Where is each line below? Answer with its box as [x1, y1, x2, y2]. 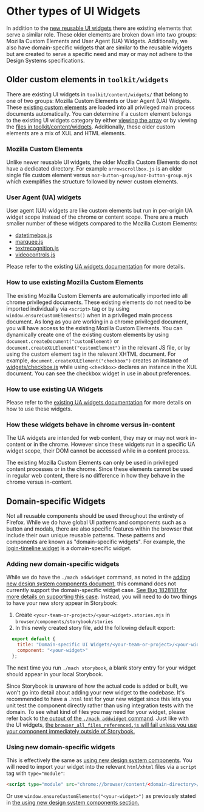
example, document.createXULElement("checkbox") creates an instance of [6, 356, 189, 364]
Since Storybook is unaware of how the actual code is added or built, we [6, 682, 188, 690]
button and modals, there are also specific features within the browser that [6, 525, 193, 532]
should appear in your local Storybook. [6, 670, 104, 677]
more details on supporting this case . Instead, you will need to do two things [6, 593, 197, 601]
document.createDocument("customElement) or [6, 337, 120, 345]
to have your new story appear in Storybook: [6, 599, 118, 607]
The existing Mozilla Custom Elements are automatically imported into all [6, 292, 188, 299]
